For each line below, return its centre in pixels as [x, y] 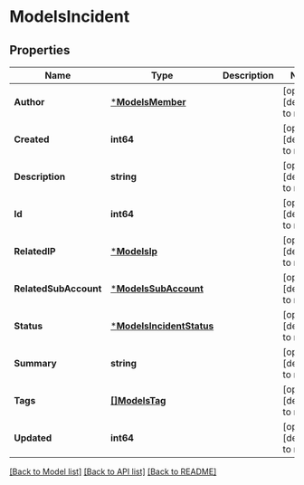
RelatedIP [35, 251]
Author [29, 102]
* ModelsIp [134, 251]
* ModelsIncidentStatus [162, 326]
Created [32, 139]
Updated [33, 438]
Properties [40, 50]
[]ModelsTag [138, 400]
